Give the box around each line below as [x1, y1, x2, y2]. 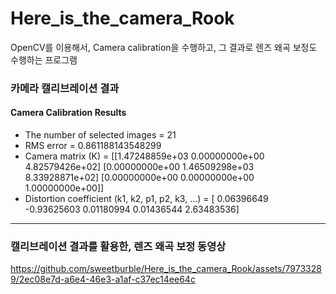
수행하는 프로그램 [10, 53, 78, 66]
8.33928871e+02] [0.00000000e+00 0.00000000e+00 [24, 172, 255, 184]
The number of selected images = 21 [24, 129, 177, 141]
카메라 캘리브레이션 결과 [10, 81, 120, 95]
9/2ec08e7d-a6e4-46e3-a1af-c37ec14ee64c [10, 273, 196, 286]
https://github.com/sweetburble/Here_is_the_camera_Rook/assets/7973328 [10, 263, 322, 275]
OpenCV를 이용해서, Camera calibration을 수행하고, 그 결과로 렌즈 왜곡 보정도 [10, 41, 318, 53]
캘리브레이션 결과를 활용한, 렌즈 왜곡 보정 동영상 [10, 239, 227, 253]
